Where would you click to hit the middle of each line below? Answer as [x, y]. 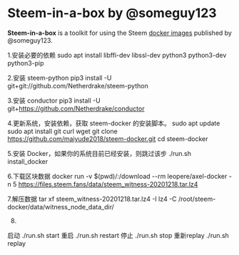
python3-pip [26, 63]
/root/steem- [197, 199]
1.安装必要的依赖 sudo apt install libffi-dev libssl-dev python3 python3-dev [117, 55]
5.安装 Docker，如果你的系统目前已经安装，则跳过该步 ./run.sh [99, 153]
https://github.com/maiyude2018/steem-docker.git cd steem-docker [108, 139]
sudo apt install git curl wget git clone [62, 131]
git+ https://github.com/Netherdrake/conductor [76, 108]
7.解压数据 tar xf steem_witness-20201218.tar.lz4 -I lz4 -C [92, 199]
